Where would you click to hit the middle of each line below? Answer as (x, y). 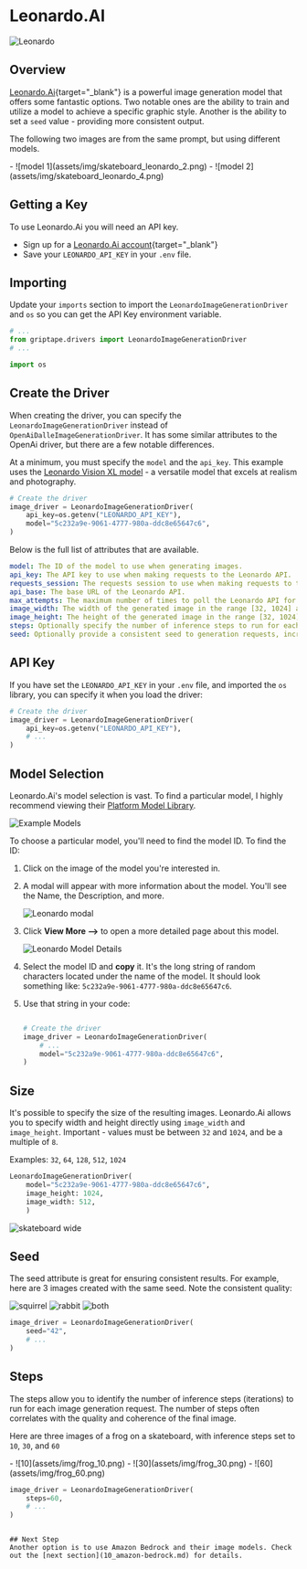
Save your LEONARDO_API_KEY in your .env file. (107, 254)
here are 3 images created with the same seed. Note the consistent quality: (151, 1288)
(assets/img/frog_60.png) (57, 1473)
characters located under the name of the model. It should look (141, 976)
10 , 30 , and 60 (35, 1446)
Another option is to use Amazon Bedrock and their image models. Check (151, 1548)
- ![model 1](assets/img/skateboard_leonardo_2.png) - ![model (127, 166)
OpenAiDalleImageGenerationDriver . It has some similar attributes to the (143, 434)
